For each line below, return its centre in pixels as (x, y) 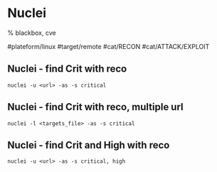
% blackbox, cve (32, 33)
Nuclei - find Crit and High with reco (89, 145)
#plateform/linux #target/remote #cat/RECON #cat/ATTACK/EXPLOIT (108, 46)
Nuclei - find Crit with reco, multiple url (95, 107)
